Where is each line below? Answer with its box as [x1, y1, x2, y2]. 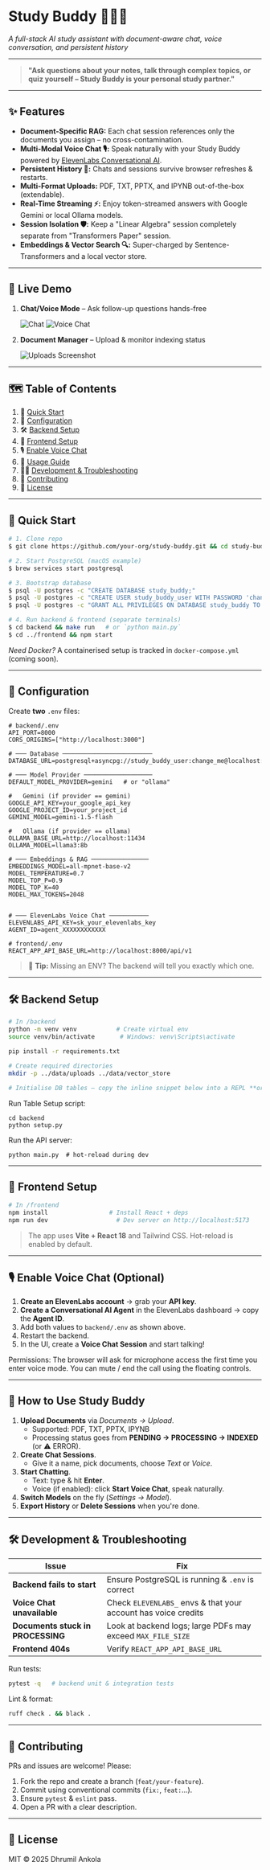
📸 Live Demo [8, 282, 72, 296]
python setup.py [8, 1121, 63, 1129]
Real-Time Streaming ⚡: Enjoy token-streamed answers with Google [19, 199, 247, 208]
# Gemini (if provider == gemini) [8, 792, 131, 800]
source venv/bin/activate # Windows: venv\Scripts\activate [8, 1033, 235, 1041]
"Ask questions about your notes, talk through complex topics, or [27, 65, 252, 75]
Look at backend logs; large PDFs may [106, 1620, 252, 1631]
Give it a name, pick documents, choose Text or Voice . [31, 1458, 213, 1468]
